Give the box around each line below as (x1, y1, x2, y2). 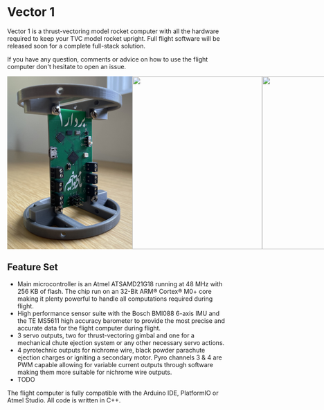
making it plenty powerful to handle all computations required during (17, 295, 213, 303)
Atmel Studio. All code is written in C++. (7, 395, 121, 404)
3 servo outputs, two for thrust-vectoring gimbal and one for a (17, 331, 195, 339)
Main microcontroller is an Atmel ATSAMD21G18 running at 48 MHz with (17, 279, 223, 288)
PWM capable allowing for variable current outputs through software (17, 360, 213, 369)
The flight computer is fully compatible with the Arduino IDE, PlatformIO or (7, 389, 219, 397)
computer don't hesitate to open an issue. (7, 62, 127, 71)
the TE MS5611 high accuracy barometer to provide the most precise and (17, 316, 225, 325)
